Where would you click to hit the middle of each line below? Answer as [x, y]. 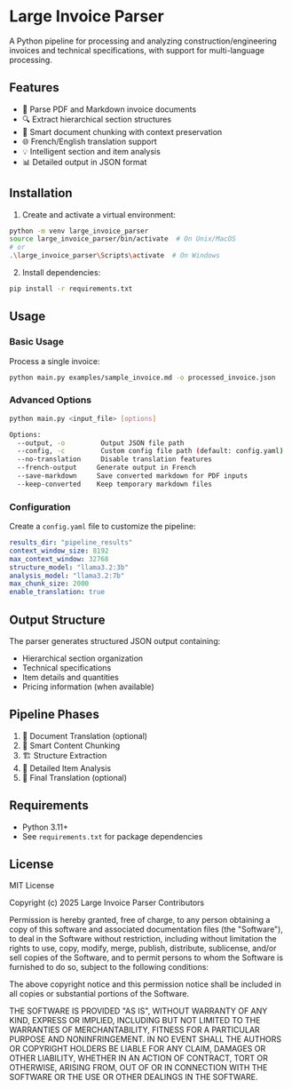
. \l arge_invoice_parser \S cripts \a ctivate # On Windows [114, 256]
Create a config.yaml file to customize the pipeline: [103, 527]
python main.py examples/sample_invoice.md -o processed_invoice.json [142, 378]
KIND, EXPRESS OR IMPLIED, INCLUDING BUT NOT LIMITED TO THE [135, 1021]
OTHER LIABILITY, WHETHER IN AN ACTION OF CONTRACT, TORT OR [138, 1058]
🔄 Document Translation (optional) [85, 735]
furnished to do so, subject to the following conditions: [109, 967]
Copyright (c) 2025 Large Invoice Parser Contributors [107, 902]
